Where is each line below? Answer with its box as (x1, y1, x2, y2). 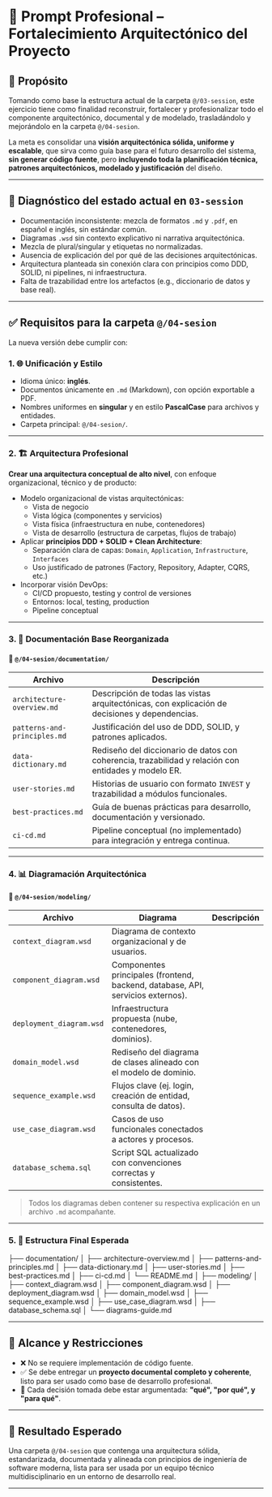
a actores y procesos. (112, 1134, 194, 1145)
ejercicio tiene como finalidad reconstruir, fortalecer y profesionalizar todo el (8, 105, 264, 114)
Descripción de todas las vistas (91, 688, 211, 699)
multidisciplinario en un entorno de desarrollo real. (8, 1472, 176, 1482)
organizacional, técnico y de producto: (8, 478, 138, 488)
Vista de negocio (32, 503, 89, 512)
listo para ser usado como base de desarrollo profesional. (19, 1376, 213, 1386)
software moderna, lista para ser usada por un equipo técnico (8, 1463, 215, 1473)
